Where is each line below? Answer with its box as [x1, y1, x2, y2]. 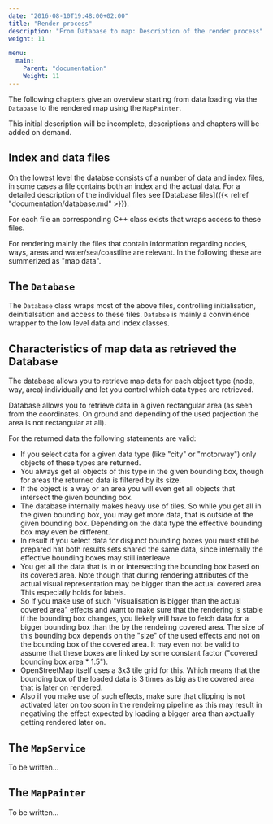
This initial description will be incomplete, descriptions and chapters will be [8, 119, 260, 129]
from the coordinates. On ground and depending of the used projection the [8, 409, 259, 419]
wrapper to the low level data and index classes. [8, 318, 170, 328]
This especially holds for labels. [19, 587, 127, 598]
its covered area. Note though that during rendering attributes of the [19, 570, 249, 580]
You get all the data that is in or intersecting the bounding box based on [19, 562, 260, 572]
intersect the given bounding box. [19, 493, 133, 503]
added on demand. [8, 127, 72, 137]
